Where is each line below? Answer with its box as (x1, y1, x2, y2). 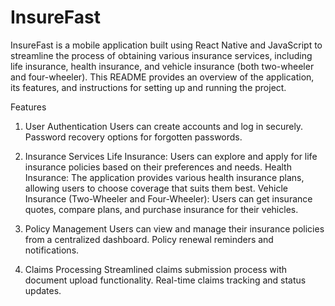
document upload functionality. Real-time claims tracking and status (24, 274, 307, 286)
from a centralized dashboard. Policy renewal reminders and (24, 233, 274, 245)
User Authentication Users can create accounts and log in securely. (24, 120, 304, 132)
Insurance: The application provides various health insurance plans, (24, 171, 305, 183)
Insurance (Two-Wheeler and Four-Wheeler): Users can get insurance (24, 192, 313, 205)
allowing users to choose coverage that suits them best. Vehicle (24, 182, 288, 194)
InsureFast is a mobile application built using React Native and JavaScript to (10, 39, 323, 51)
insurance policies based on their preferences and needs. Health (24, 161, 292, 173)
